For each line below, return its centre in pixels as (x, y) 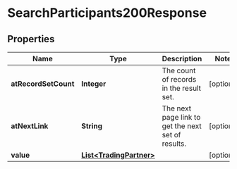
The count (179, 70)
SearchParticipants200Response (107, 13)
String (92, 126)
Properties (31, 39)
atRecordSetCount (43, 84)
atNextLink (30, 126)
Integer (93, 84)
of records (179, 79)
